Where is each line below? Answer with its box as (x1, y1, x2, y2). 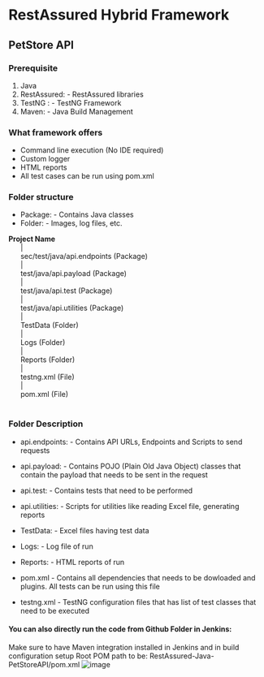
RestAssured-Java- (149, 651, 214, 661)
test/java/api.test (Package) (19, 286, 113, 295)
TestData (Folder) (19, 321, 79, 330)
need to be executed (19, 606, 90, 615)
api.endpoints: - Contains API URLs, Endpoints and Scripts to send (19, 437, 243, 446)
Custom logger (19, 154, 71, 164)
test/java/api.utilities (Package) (19, 303, 124, 313)
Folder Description (8, 418, 84, 429)
